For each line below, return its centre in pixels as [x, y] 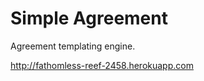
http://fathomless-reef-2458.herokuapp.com [102, 65]
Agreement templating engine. [73, 46]
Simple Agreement [89, 18]
